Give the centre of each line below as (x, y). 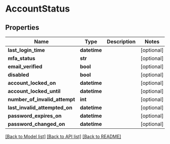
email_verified (25, 66)
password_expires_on (35, 116)
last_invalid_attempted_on (40, 108)
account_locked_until (34, 91)
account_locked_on (32, 83)
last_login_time (27, 50)
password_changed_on (36, 124)
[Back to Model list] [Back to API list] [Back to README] (63, 136)
